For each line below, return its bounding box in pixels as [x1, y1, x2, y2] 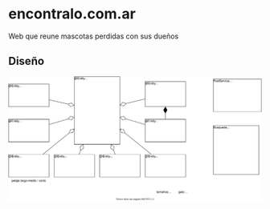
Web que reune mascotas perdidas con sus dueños [8, 31, 179, 41]
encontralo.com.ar [8, 5, 137, 23]
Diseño [8, 54, 45, 68]
